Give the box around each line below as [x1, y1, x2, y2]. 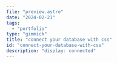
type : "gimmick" [6, 31, 47, 37]
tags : [6, 20, 20, 26]
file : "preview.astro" [6, 8, 64, 15]
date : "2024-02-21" [6, 14, 56, 20]
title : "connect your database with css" [6, 37, 113, 43]
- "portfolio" [12, 25, 47, 32]
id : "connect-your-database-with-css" [6, 43, 104, 49]
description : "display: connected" [6, 48, 96, 54]
